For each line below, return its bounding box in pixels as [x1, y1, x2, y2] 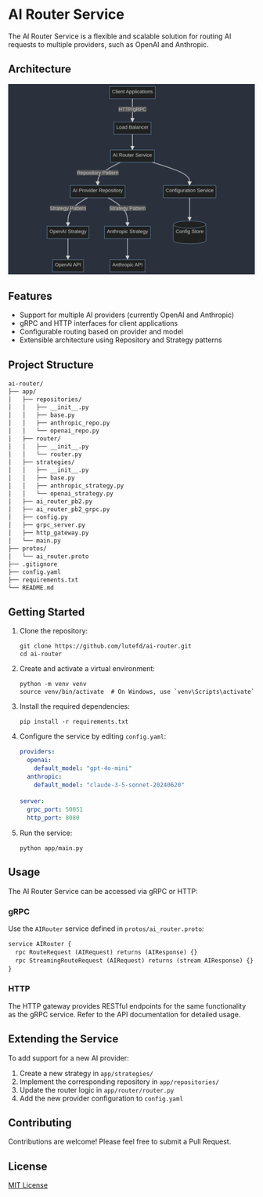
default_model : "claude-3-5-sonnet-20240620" [34, 781, 186, 789]
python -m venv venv [19, 681, 87, 688]
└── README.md [8, 584, 55, 592]
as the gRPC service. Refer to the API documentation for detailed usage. [8, 1009, 241, 1019]
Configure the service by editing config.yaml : [19, 732, 167, 741]
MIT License [8, 1181, 49, 1190]
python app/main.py [19, 844, 84, 852]
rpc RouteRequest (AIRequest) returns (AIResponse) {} [15, 948, 198, 956]
